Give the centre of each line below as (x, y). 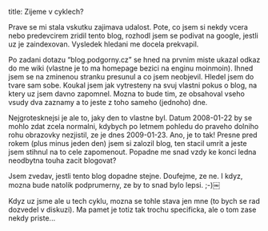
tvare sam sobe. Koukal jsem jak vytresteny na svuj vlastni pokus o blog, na (133, 85)
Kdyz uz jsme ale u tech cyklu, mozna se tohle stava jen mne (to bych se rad (134, 201)
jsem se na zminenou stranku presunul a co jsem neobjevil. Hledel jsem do (131, 77)
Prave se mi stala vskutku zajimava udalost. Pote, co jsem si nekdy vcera (128, 27)
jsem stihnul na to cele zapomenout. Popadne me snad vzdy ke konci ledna (132, 152)
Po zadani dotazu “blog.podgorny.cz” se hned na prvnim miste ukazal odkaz (134, 60)
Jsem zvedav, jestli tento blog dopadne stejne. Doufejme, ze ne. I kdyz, (126, 176)
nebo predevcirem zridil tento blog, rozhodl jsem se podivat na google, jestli (133, 36)
